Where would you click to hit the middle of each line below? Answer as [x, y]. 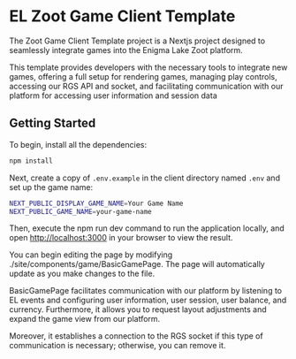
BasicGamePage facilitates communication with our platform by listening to [146, 291]
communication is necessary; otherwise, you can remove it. [118, 346]
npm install [31, 161]
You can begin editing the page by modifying [91, 255]
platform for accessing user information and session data [114, 95]
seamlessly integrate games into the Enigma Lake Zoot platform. [126, 50]
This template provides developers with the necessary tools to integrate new [148, 67]
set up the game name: [51, 187]
